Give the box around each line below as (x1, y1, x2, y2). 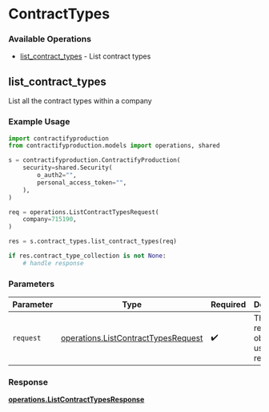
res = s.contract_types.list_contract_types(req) (8, 237, 178, 245)
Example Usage (8, 116, 70, 127)
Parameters (8, 278, 54, 289)
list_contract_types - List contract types (19, 51, 151, 61)
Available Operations (8, 34, 92, 45)
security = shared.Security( (22, 164, 113, 172)
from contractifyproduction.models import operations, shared (8, 142, 220, 150)
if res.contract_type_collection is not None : (8, 252, 167, 261)
